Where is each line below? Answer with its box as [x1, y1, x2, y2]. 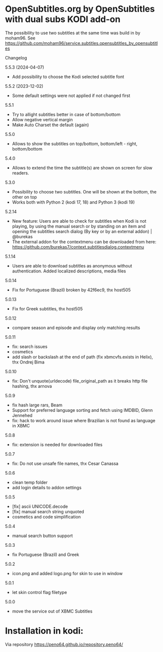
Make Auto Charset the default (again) [12, 122, 89, 128]
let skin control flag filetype [12, 589, 67, 595]
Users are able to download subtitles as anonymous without [12, 263, 132, 268]
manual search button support [12, 533, 73, 538]
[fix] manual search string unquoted [12, 508, 84, 515]
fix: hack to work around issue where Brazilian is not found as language [12, 418, 156, 423]
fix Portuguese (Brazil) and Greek [12, 552, 79, 557]
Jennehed [12, 412, 33, 418]
